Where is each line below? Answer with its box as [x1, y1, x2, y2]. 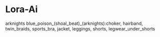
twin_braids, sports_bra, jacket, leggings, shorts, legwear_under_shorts [5, 25, 155, 31]
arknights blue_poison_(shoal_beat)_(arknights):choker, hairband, [5, 20, 143, 26]
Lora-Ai [5, 4, 38, 15]
